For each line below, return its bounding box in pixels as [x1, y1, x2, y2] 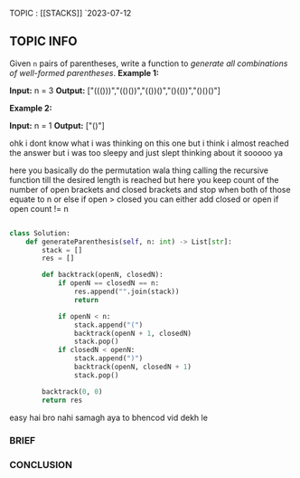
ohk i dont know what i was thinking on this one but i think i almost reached [9, 138, 289, 148]
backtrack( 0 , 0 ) [42, 387, 103, 397]
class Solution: [9, 228, 70, 238]
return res [42, 396, 83, 405]
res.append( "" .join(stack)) [73, 287, 180, 297]
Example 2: [9, 102, 52, 113]
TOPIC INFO [9, 33, 78, 49]
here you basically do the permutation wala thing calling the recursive [9, 165, 269, 176]
